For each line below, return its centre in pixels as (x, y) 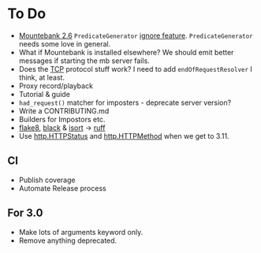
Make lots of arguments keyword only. (81, 232)
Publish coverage (47, 180)
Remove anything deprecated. (68, 240)
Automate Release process (63, 188)
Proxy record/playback (56, 86)
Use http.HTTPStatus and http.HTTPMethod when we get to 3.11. (124, 136)
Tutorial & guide (44, 94)
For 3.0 (25, 213)
